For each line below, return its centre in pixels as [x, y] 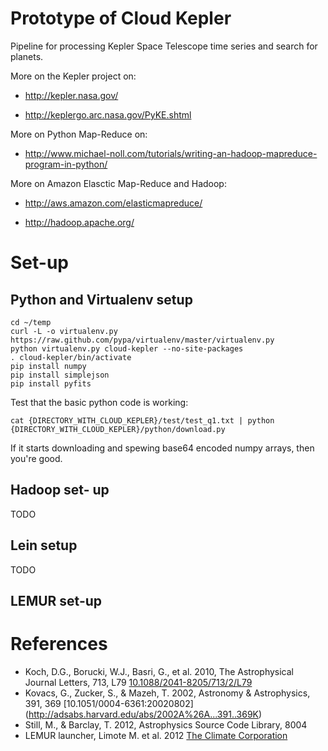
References [59, 644]
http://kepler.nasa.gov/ [71, 95]
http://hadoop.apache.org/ [79, 222]
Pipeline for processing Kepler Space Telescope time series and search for [164, 46]
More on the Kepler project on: [73, 76]
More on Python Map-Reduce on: [79, 134]
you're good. [36, 458]
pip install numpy [48, 366]
